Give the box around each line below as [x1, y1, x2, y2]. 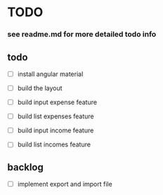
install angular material [17, 70, 84, 78]
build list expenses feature [17, 112, 94, 120]
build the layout [17, 84, 63, 92]
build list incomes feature [17, 140, 91, 149]
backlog [7, 161, 44, 173]
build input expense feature [17, 98, 97, 106]
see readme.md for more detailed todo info [7, 30, 157, 39]
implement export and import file [17, 180, 112, 189]
